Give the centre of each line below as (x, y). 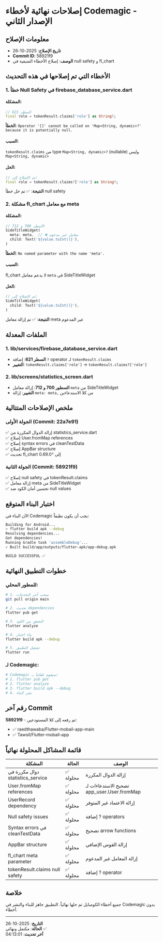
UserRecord (22, 800)
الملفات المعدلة (26, 335)
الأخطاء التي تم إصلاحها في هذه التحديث (58, 76)
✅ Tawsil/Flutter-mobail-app (41, 734)
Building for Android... (30, 524)
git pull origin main (27, 600)
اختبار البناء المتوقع (30, 504)
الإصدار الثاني (29, 21)
